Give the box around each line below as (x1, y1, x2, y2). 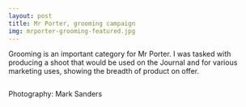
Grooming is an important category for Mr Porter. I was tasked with (8, 49, 231, 59)
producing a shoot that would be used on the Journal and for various (8, 58, 238, 67)
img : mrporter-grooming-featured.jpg (8, 27, 136, 35)
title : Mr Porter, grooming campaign (8, 19, 136, 28)
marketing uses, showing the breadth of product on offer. (8, 66, 200, 76)
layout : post (8, 11, 53, 20)
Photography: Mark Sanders (8, 89, 103, 99)
